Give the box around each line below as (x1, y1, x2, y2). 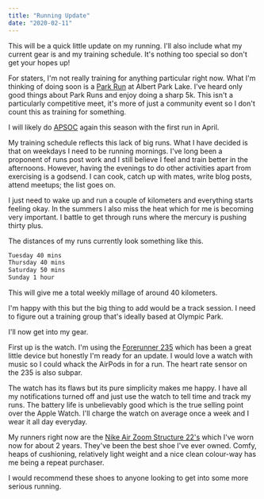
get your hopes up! (8, 57, 71, 68)
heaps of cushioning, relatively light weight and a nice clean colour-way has (8, 450, 256, 458)
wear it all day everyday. (8, 417, 88, 426)
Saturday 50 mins (8, 266, 66, 274)
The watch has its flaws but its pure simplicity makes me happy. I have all (8, 383, 247, 393)
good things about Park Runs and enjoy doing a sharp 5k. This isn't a (8, 90, 234, 99)
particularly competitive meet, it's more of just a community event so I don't (8, 99, 256, 108)
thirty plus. (8, 220, 44, 230)
